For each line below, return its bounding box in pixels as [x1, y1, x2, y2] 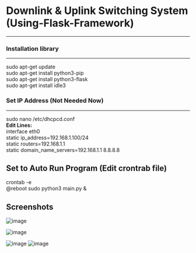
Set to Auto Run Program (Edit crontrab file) [6, 163, 167, 173]
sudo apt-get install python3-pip [6, 70, 84, 77]
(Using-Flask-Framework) [6, 16, 134, 30]
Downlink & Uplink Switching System [6, 4, 188, 18]
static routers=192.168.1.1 [6, 140, 65, 147]
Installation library [6, 44, 60, 53]
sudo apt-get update [6, 63, 55, 71]
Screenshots [6, 202, 54, 212]
